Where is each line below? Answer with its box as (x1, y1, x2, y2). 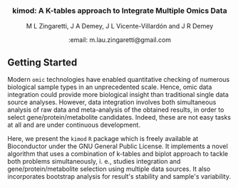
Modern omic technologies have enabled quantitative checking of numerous (7, 75, 230, 84)
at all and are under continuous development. (7, 120, 141, 130)
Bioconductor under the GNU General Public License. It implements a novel (7, 142, 228, 151)
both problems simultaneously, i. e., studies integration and (7, 157, 181, 166)
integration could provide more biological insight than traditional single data (7, 90, 229, 99)
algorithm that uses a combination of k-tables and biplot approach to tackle (7, 150, 229, 158)
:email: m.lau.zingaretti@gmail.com (68, 36, 172, 44)
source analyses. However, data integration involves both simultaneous (7, 98, 217, 107)
